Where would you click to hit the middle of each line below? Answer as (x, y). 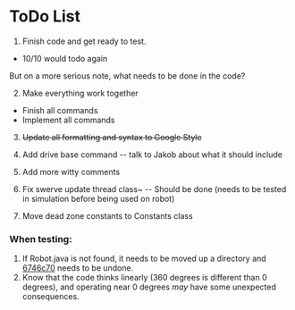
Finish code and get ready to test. (84, 41)
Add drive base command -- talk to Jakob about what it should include (152, 155)
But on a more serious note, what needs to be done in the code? (127, 75)
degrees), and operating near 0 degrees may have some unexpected (149, 287)
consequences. (51, 297)
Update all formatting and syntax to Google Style (112, 137)
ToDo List (45, 17)
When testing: (41, 239)
